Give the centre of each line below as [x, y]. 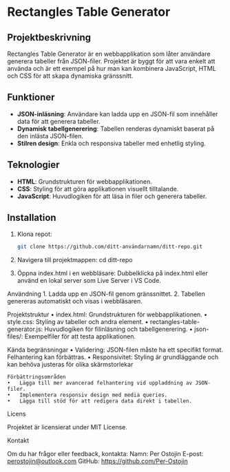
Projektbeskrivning [49, 37]
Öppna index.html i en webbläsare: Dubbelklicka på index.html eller [112, 273]
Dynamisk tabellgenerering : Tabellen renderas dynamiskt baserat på [116, 129]
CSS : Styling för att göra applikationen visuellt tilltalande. [98, 189]
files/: [15, 336]
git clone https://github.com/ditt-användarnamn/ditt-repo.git [110, 247]
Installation [32, 218]
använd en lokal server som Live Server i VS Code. [89, 281]
